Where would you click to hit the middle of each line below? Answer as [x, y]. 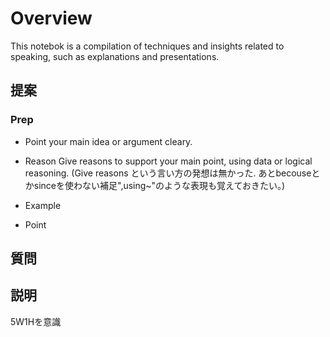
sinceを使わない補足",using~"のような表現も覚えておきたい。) [159, 185]
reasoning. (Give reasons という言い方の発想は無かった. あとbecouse [168, 173]
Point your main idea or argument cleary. [108, 141]
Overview [51, 18]
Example [43, 205]
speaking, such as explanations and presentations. [115, 56]
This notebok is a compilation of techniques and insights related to [147, 46]
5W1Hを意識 [36, 321]
